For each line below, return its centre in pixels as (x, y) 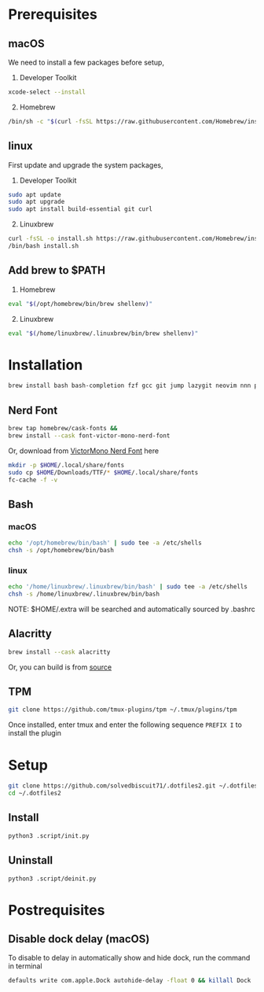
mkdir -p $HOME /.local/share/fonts (66, 465)
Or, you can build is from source (60, 667)
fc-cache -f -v (33, 480)
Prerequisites (53, 15)
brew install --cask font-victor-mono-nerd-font (89, 436)
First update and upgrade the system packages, (86, 165)
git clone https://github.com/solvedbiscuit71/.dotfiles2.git (112, 786)
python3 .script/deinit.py (52, 879)
